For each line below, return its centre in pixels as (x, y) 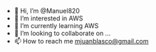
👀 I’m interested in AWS (48, 18)
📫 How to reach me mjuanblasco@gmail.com (81, 41)
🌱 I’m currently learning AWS (56, 26)
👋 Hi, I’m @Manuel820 (47, 11)
